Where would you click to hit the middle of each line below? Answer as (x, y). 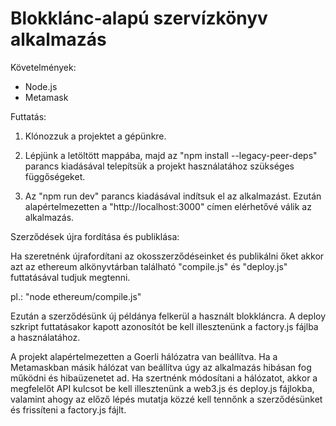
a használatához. (45, 337)
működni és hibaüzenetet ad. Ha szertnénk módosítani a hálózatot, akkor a (164, 378)
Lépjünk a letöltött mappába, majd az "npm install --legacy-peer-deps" (171, 155)
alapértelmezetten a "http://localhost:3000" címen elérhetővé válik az (168, 206)
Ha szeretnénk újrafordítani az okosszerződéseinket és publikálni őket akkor (167, 256)
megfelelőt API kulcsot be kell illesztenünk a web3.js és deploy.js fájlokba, (162, 388)
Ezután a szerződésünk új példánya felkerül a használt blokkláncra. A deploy (168, 316)
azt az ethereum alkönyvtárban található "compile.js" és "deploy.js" (149, 266)
